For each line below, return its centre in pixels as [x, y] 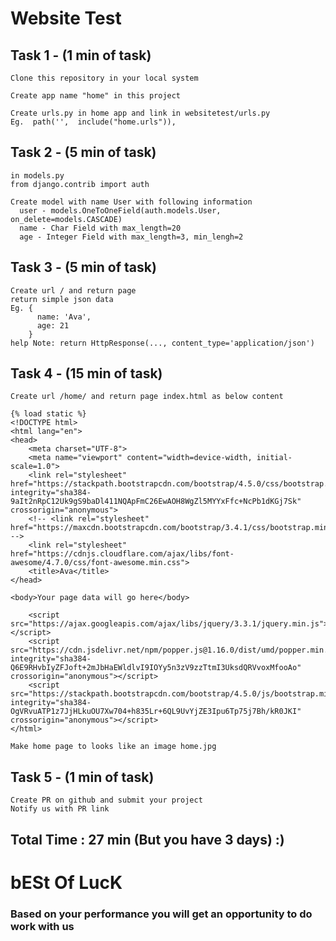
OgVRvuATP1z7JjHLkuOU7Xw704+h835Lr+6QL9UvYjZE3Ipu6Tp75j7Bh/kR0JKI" [156, 712]
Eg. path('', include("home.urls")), [93, 122]
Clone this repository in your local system [104, 78]
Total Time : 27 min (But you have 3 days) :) [147, 839]
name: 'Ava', [64, 317]
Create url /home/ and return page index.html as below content [147, 397]
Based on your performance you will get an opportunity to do [161, 914]
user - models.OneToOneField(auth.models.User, [120, 210]
